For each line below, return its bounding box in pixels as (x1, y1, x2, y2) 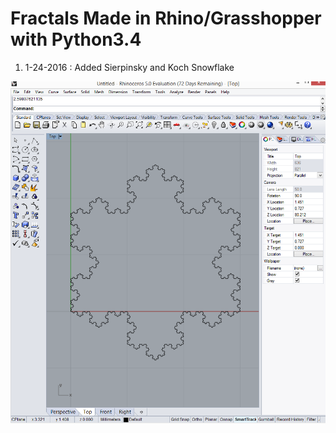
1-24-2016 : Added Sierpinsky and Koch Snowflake (24, 61, 235, 73)
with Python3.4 (10, 28, 142, 51)
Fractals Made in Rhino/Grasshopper (10, 7, 322, 30)
